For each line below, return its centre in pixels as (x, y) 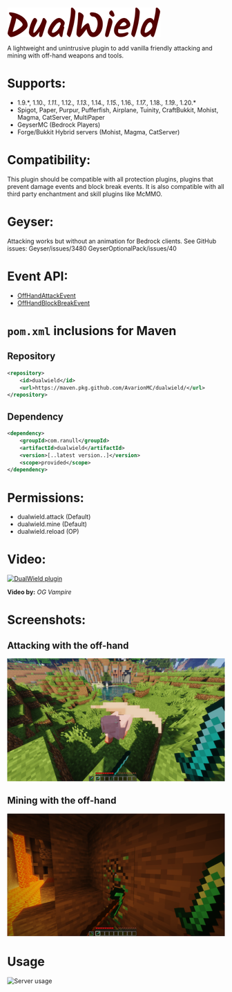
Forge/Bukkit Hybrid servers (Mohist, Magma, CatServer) (98, 132)
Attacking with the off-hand (68, 646)
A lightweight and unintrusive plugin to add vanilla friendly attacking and (110, 48)
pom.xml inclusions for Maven (92, 331)
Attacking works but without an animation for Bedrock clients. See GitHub (112, 241)
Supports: (37, 83)
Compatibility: (49, 160)
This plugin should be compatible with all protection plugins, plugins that (110, 179)
